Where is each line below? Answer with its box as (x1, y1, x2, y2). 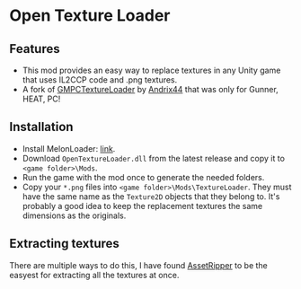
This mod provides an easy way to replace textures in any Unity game (22, 65, 281, 75)
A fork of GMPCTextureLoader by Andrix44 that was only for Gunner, (22, 84, 279, 94)
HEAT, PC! (22, 93, 61, 104)
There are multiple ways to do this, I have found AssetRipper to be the (9, 259, 268, 270)
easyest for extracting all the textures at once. (9, 269, 180, 280)
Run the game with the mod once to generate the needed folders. (22, 171, 265, 182)
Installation (9, 119, 74, 135)
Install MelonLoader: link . (22, 143, 116, 153)
